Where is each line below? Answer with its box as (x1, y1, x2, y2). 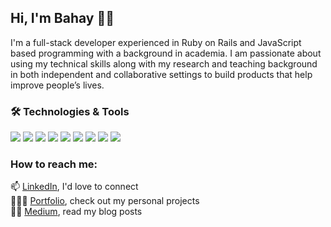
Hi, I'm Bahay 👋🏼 (10, 10, 115, 27)
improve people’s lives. (10, 79, 105, 91)
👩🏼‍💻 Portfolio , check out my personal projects (10, 195, 200, 207)
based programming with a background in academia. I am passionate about (10, 47, 322, 59)
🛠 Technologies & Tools (10, 104, 130, 118)
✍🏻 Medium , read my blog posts (10, 206, 143, 218)
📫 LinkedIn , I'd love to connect (10, 181, 139, 193)
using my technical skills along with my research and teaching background (10, 57, 318, 70)
